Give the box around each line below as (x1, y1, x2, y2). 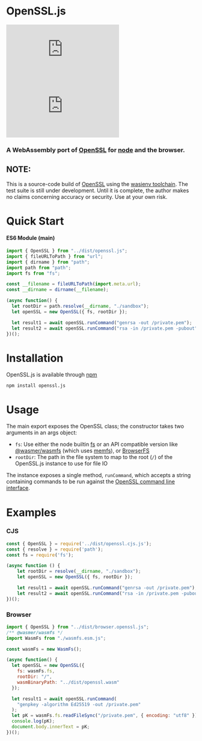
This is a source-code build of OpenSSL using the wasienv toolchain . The (6, 180, 188, 187)
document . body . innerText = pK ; (11, 724, 90, 730)
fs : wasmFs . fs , (17, 668, 55, 674)
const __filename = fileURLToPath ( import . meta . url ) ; (6, 281, 141, 287)
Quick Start (6, 214, 64, 228)
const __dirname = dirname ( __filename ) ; (6, 287, 109, 293)
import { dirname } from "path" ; (6, 259, 90, 265)
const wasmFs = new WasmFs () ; (6, 646, 82, 652)
